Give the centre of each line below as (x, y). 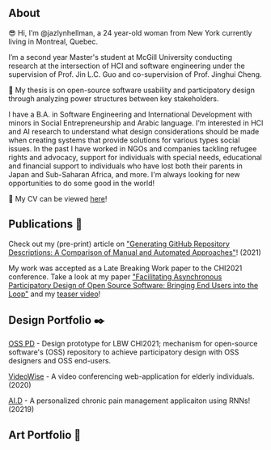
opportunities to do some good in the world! (82, 183)
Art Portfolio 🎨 (45, 435)
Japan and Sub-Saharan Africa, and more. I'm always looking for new (124, 174)
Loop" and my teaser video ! (55, 294)
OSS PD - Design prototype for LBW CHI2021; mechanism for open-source (133, 344)
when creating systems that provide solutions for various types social (124, 140)
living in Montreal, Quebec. (53, 41)
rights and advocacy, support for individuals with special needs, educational (135, 157)
